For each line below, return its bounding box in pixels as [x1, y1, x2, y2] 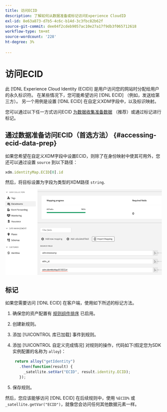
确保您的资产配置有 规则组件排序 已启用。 [12, 310, 98, 316]
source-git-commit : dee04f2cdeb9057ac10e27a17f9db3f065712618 [5, 24, 137, 29]
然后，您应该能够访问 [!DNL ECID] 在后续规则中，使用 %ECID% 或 [5, 395, 135, 401]
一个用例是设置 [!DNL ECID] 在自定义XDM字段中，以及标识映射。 [25, 98, 159, 104]
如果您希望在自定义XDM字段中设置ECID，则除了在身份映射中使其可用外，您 [5, 153, 161, 159]
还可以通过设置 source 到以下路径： [5, 159, 78, 165]
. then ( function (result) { [19, 364, 73, 369]
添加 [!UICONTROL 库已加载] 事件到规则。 [12, 331, 99, 338]
